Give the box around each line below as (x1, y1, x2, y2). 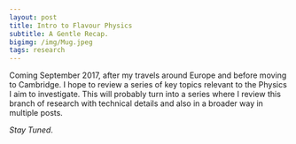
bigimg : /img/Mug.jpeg (9, 37, 93, 47)
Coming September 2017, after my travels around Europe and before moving (9, 70, 287, 80)
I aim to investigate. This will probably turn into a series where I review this (9, 89, 282, 100)
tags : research (9, 46, 66, 55)
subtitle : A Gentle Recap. (9, 29, 109, 38)
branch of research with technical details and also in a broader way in (9, 98, 264, 109)
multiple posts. (9, 108, 64, 118)
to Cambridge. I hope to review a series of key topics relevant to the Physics (9, 80, 288, 90)
